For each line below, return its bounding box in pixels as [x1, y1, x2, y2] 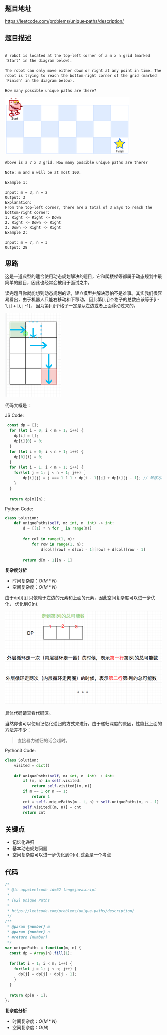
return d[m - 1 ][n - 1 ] [23, 558, 72, 563]
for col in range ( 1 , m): [23, 537, 75, 542]
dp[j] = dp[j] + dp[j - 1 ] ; [18, 972, 77, 977]
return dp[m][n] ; [9, 496, 46, 502]
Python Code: [5, 506, 33, 512]
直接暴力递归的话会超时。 [17, 737, 70, 743]
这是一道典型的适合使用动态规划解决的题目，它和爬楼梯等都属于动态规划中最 [5, 273, 162, 279]
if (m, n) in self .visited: [23, 778, 81, 783]
